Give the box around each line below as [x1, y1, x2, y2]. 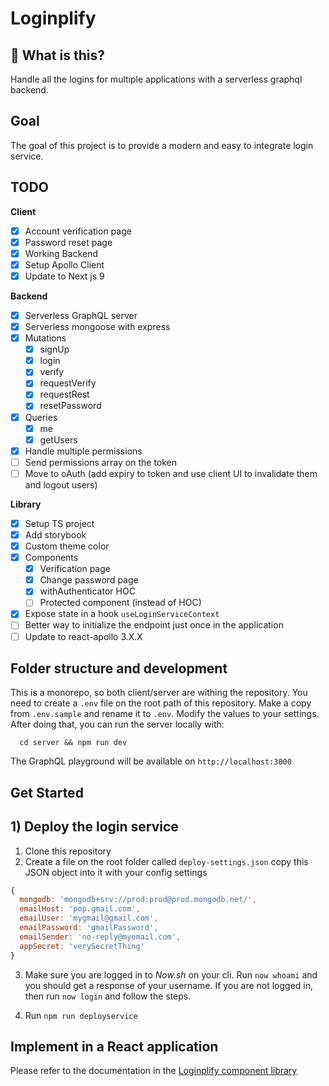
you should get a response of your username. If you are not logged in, [24, 979, 314, 991]
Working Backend [24, 247, 99, 259]
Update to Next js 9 [24, 270, 105, 282]
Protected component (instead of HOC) [39, 597, 202, 609]
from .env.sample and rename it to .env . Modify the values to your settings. [10, 708, 320, 720]
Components [24, 552, 79, 564]
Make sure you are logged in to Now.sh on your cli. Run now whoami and [24, 968, 318, 981]
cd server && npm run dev [19, 738, 128, 748]
